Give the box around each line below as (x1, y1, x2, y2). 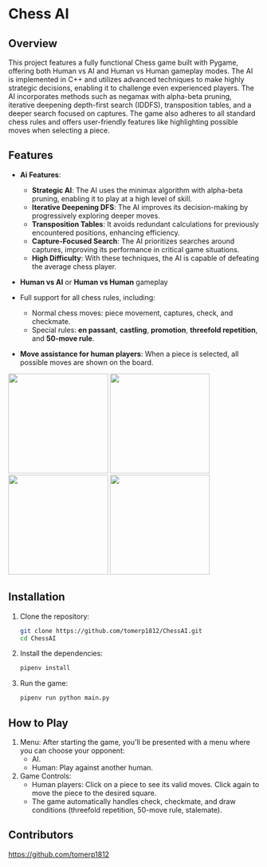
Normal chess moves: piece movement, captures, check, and (31, 308, 234, 318)
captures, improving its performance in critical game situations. (31, 244, 240, 254)
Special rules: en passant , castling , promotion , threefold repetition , (31, 325, 258, 335)
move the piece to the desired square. (31, 788, 157, 798)
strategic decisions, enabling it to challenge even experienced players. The (8, 83, 255, 93)
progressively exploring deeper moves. (31, 211, 161, 220)
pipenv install (19, 664, 71, 672)
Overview (8, 37, 58, 50)
